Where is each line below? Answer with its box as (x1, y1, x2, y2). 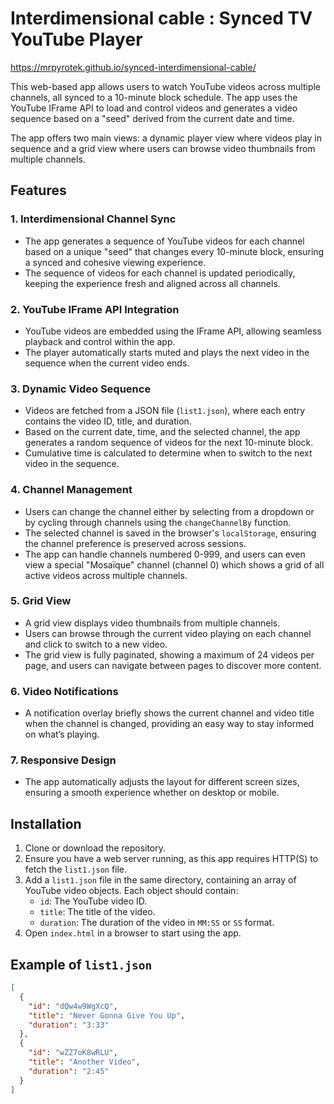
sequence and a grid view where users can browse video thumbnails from (10, 142, 316, 154)
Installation (10, 815, 82, 832)
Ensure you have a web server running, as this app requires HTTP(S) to (24, 853, 319, 865)
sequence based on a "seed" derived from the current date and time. (10, 112, 295, 124)
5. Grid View (10, 594, 72, 608)
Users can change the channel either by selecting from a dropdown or (24, 505, 315, 517)
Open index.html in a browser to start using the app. (24, 927, 242, 939)
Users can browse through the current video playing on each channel (24, 627, 312, 639)
